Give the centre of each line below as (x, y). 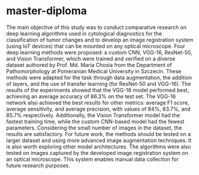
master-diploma (47, 11)
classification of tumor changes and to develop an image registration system (100, 40)
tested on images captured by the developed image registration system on (97, 153)
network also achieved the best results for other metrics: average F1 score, (98, 102)
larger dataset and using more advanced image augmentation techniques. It (99, 140)
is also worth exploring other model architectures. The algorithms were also (99, 147)
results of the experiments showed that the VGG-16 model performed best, (98, 90)
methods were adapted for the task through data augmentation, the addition (99, 77)
